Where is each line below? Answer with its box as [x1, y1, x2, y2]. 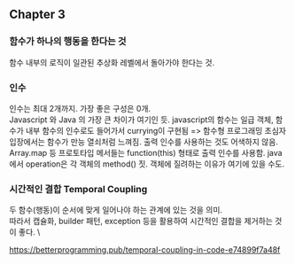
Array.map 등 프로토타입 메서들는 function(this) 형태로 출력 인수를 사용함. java [9, 147, 283, 158]
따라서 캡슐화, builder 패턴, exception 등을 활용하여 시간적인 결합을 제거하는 [9, 216, 273, 227]
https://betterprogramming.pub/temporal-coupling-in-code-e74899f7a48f [9, 245, 281, 255]
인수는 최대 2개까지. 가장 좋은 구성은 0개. [9, 103, 151, 113]
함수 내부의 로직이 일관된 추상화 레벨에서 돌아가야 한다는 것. [9, 57, 215, 67]
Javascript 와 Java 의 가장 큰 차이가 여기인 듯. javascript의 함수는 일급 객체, [9, 114, 274, 125]
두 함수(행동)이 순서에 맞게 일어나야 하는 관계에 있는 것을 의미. [9, 205, 223, 215]
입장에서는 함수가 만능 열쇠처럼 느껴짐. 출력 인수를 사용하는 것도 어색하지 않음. [9, 136, 279, 147]
